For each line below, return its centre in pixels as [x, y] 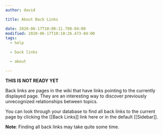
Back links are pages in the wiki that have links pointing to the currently [80, 90]
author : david [21, 10]
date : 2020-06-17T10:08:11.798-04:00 [46, 29]
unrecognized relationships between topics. [52, 101]
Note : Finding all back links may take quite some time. [62, 127]
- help [17, 43]
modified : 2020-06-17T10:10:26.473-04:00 [50, 33]
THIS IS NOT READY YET [32, 81]
